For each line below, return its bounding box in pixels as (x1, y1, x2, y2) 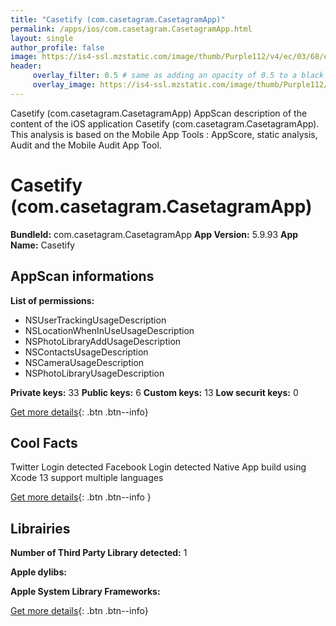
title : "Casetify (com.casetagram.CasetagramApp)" (10, 14, 226, 25)
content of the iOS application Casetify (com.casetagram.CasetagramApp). (10, 117, 320, 130)
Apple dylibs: (10, 566, 67, 578)
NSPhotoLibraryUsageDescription (24, 367, 165, 379)
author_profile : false (10, 42, 105, 53)
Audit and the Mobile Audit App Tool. (10, 139, 162, 151)
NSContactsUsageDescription (24, 346, 149, 358)
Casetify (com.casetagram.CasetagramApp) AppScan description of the (10, 107, 308, 119)
